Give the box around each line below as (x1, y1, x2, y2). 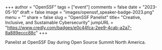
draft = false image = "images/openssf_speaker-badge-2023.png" (20, 9, 155, 15)
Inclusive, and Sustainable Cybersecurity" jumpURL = (5, 19, 114, 25)
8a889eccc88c (5, 30, 36, 35)
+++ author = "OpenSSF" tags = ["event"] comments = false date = (5, 4, 141, 10)
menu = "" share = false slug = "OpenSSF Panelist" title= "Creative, (5, 15, 141, 20)
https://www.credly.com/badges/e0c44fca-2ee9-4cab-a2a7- (7, 25, 132, 31)
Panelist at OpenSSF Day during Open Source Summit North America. (5, 39, 146, 45)
